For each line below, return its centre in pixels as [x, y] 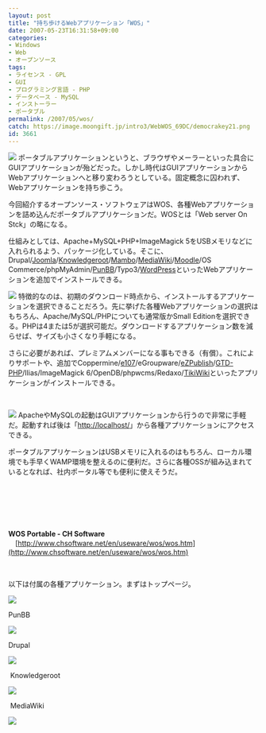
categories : [28, 38]
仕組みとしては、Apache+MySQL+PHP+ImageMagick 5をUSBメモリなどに [131, 241]
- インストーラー [33, 104]
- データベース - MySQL [44, 97]
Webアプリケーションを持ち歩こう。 [67, 187]
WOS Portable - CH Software [57, 533]
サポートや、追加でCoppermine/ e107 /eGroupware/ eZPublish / [115, 363]
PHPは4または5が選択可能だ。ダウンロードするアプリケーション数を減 [137, 326]
